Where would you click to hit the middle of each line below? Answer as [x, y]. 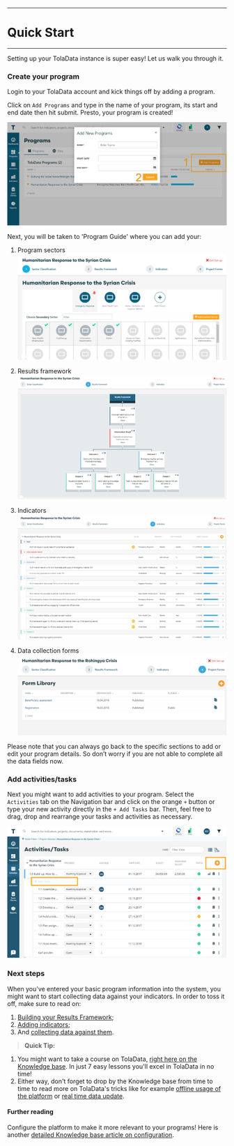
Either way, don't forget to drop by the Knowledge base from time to [115, 1081]
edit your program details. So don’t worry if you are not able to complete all [115, 754]
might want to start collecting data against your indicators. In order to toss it [116, 996]
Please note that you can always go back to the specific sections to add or [114, 747]
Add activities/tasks [42, 780]
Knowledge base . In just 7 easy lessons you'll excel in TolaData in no [116, 1066]
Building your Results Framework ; [65, 1017]
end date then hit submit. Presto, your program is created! [90, 113]
